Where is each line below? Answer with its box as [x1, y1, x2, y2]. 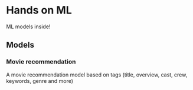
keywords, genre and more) [6, 77, 74, 84]
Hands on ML [6, 4, 72, 17]
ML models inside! [6, 23, 51, 30]
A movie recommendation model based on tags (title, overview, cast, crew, [6, 71, 188, 78]
